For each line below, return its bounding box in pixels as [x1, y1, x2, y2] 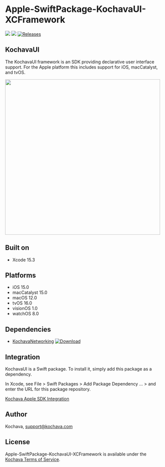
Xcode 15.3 [12, 257, 35, 263]
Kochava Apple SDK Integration [5, 396, 69, 401]
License [5, 438, 30, 446]
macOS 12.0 [12, 295, 37, 301]
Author [5, 410, 27, 419]
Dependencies [5, 325, 51, 334]
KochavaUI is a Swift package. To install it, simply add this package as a [5, 366, 152, 372]
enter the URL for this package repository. [5, 386, 91, 392]
